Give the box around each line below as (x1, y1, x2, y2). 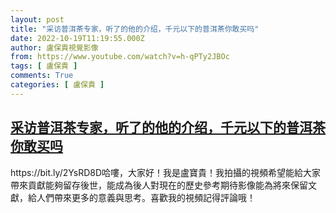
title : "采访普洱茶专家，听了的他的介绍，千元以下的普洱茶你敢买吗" (10, 24, 260, 34)
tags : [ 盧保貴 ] (10, 61, 78, 71)
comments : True (10, 71, 74, 81)
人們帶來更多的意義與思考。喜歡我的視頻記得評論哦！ (36, 191, 256, 203)
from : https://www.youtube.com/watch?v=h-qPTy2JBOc (10, 52, 230, 62)
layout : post (10, 14, 65, 25)
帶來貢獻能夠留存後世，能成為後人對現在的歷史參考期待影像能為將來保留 (10, 179, 308, 191)
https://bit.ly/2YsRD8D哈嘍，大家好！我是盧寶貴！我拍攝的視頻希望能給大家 (10, 166, 322, 178)
